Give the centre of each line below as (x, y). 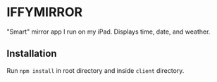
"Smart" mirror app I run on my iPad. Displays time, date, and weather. (108, 32)
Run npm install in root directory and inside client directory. (95, 70)
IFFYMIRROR (44, 12)
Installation (32, 54)
